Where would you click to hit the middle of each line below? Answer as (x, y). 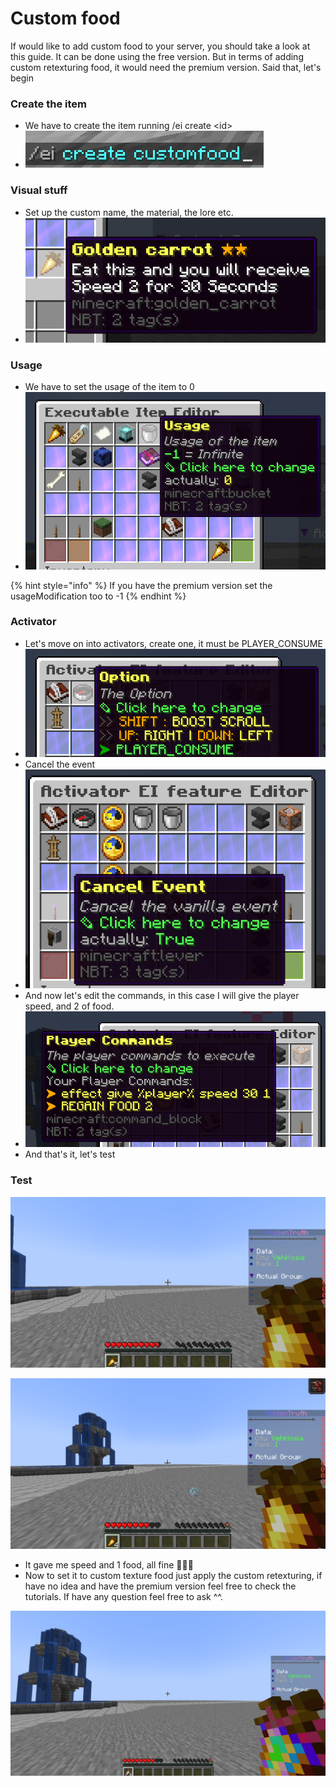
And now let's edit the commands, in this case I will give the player (162, 995)
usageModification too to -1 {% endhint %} (98, 596)
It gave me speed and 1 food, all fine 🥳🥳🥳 (109, 1565)
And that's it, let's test (70, 1154)
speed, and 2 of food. (69, 1006)
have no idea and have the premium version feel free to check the (160, 1586)
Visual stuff (39, 190)
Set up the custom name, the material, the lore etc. (129, 212)
